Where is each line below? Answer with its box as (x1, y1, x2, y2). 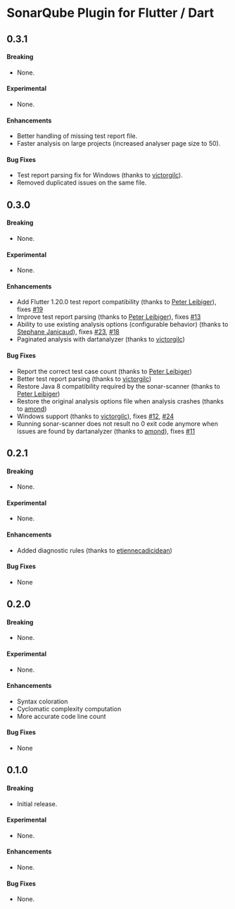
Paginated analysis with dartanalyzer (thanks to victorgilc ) (16, 335, 186, 344)
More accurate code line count (16, 712, 106, 720)
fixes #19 (16, 305, 44, 314)
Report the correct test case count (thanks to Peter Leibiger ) (16, 367, 193, 375)
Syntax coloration (16, 697, 68, 706)
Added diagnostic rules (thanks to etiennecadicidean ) (16, 546, 173, 554)
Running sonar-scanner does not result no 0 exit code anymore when (16, 419, 219, 427)
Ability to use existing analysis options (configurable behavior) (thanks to (16, 320, 229, 329)
